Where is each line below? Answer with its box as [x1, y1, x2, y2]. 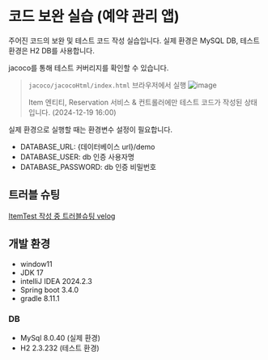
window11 [19, 259, 53, 269]
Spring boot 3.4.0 [19, 285, 79, 294]
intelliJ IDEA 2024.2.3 [19, 276, 93, 286]
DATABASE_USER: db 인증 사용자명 [19, 151, 135, 162]
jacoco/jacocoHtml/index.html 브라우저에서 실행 [28, 80, 187, 90]
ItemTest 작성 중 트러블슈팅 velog [8, 211, 116, 221]
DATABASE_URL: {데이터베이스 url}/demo [19, 142, 155, 151]
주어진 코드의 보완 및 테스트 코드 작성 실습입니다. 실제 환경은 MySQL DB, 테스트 [8, 36, 261, 45]
